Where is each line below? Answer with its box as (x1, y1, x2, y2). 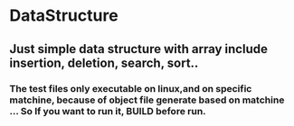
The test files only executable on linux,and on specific (9, 82, 252, 94)
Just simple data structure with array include (9, 41, 269, 57)
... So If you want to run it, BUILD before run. (9, 104, 206, 117)
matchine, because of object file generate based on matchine (9, 94, 285, 106)
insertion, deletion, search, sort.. (9, 55, 199, 70)
